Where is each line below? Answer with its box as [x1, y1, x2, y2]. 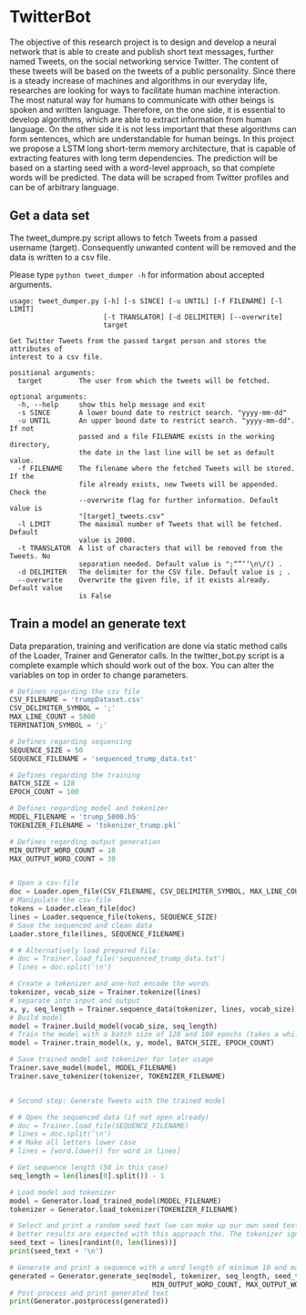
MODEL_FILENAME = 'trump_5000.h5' [9, 812, 141, 821]
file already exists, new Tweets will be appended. [78, 480, 280, 489]
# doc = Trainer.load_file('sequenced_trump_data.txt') [9, 954, 226, 963]
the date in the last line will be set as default [78, 448, 275, 457]
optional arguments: [9, 392, 88, 402]
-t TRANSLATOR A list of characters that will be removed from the [17, 544, 283, 553]
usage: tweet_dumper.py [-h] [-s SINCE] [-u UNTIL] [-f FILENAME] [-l [9, 296, 283, 306]
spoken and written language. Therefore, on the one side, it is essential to [9, 104, 286, 115]
